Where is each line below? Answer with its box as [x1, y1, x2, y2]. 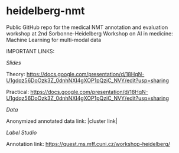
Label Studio [6, 129, 37, 136]
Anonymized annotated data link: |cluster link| [6, 117, 118, 125]
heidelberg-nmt [6, 4, 85, 18]
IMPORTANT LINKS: [6, 47, 55, 54]
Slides [6, 59, 21, 66]
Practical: [6, 88, 30, 95]
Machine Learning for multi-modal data [6, 36, 102, 43]
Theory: [6, 70, 25, 77]
